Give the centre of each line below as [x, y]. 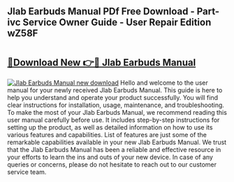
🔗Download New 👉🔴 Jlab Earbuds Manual [102, 62]
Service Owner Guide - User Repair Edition [117, 23]
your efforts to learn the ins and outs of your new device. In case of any [110, 157]
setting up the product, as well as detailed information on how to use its [110, 127]
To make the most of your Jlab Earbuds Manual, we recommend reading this [117, 112]
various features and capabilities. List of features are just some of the [107, 135]
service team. [27, 172]
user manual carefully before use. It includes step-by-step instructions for [114, 120]
